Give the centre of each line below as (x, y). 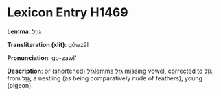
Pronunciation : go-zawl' (42, 58)
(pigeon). (20, 85)
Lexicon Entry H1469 (68, 13)
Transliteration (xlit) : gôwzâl (48, 44)
